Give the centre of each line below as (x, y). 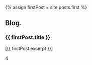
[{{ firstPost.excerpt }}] (29, 48)
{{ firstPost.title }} (28, 37)
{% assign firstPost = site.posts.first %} (46, 7)
